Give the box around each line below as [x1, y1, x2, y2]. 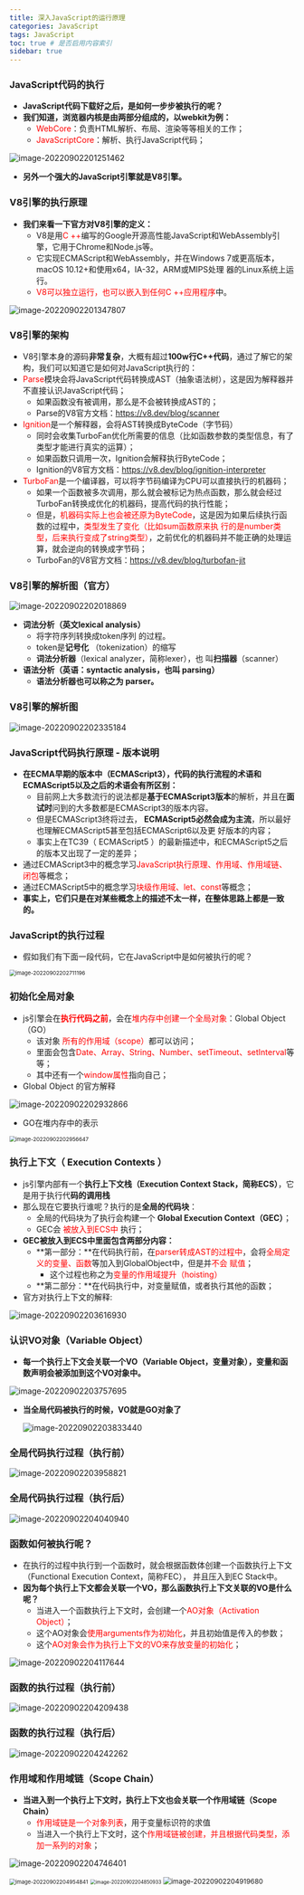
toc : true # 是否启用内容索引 [9, 38, 113, 48]
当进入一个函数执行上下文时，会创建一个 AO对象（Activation [35, 1605, 260, 1615]
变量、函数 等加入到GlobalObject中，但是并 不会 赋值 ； [52, 1257, 254, 1268]
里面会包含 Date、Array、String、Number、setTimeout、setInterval [35, 1046, 287, 1057]
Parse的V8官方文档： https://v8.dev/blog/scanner [35, 408, 220, 419]
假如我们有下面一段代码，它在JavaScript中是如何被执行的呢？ [22, 951, 253, 962]
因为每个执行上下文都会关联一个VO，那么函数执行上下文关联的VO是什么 [22, 1582, 292, 1593]
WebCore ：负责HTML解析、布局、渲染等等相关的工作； [35, 123, 245, 134]
